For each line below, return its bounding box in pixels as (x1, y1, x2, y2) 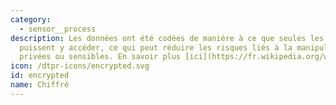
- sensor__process (19, 24, 97, 34)
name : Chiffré (10, 80, 70, 90)
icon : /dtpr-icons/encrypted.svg (10, 61, 150, 71)
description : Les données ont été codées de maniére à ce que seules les (10, 33, 325, 43)
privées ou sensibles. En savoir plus (19, 52, 182, 62)
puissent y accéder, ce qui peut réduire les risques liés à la (19, 42, 293, 53)
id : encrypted (10, 71, 70, 81)
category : (10, 14, 52, 25)
